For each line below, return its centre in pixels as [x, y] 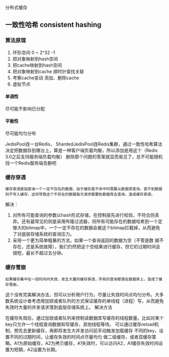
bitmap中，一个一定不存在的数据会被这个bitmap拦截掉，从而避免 [93, 228]
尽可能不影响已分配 [25, 109]
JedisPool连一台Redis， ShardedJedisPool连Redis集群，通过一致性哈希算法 [84, 144]
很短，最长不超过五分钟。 [39, 253]
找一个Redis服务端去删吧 [31, 163]
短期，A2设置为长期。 [37, 349]
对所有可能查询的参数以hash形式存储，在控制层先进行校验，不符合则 [83, 215]
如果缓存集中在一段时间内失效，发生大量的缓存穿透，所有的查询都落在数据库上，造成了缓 [84, 279]
